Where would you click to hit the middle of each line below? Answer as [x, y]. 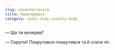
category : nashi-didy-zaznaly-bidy [41, 19]
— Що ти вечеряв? [24, 33]
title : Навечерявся [25, 14]
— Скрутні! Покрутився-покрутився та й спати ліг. [58, 42]
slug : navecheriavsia [27, 10]
